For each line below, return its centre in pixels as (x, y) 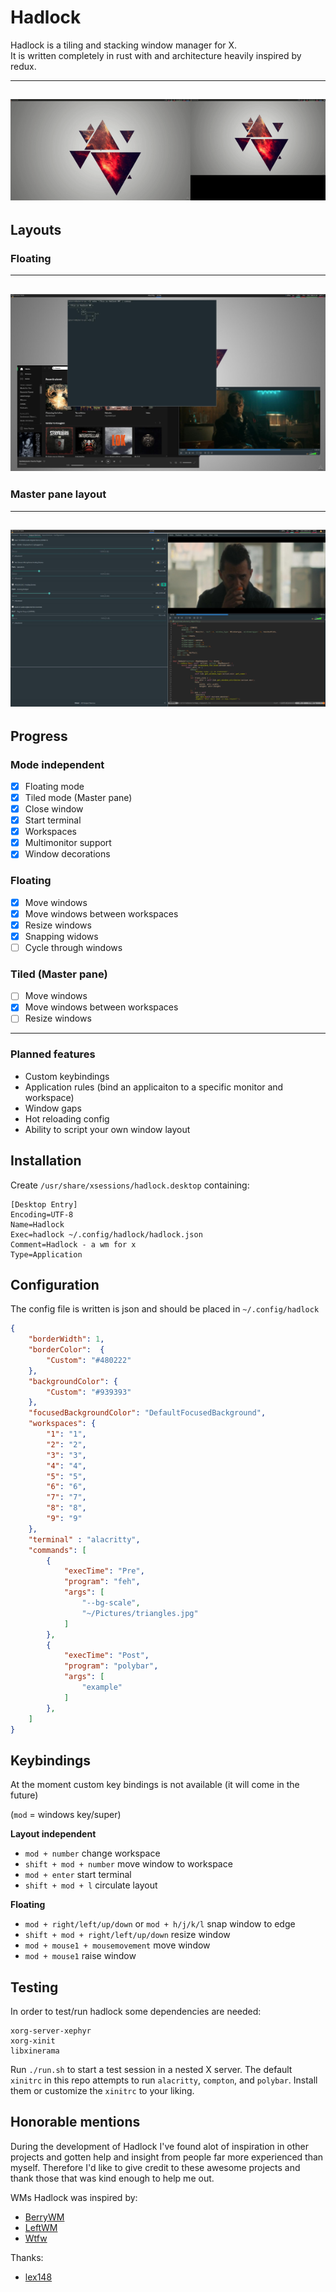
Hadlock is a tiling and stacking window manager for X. (124, 45)
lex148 (38, 2277)
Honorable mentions (75, 2122)
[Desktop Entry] (44, 1204)
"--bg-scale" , (111, 1603)
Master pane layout (58, 494)
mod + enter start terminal (78, 1875)
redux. (23, 66)
